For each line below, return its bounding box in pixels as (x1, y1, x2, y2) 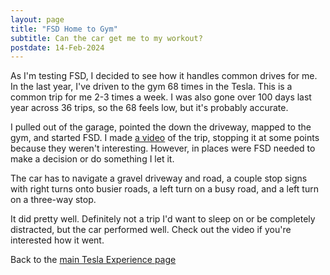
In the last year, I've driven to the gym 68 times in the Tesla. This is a (10, 81, 293, 93)
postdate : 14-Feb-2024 (10, 42, 105, 53)
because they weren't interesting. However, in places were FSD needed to (10, 142, 316, 155)
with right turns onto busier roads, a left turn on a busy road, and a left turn (10, 183, 319, 195)
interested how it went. (10, 234, 105, 246)
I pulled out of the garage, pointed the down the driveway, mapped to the (10, 121, 312, 133)
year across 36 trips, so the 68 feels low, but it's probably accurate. (10, 102, 289, 114)
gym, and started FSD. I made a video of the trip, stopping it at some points (10, 132, 320, 144)
